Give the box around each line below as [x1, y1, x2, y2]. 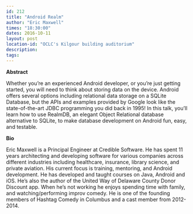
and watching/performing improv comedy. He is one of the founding [6, 189, 171, 196]
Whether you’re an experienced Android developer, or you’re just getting [6, 80, 181, 87]
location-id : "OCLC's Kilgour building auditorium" [6, 42, 135, 47]
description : [6, 47, 38, 53]
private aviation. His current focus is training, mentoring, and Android [6, 165, 173, 172]
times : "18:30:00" [6, 25, 51, 31]
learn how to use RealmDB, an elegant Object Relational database [6, 111, 164, 118]
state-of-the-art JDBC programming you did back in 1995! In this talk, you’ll [6, 104, 188, 111]
